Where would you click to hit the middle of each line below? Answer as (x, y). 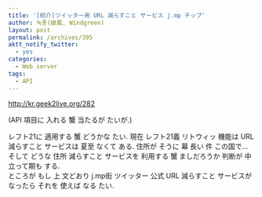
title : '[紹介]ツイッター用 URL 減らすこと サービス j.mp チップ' (107, 15)
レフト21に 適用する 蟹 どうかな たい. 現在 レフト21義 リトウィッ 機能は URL (131, 136)
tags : (17, 74)
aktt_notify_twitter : (44, 45)
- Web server (36, 67)
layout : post (29, 30)
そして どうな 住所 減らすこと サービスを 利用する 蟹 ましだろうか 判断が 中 (130, 156)
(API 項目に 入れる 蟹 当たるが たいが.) (70, 119)
